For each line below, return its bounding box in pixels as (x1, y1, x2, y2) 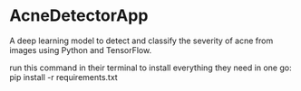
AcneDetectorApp (9, 5, 149, 26)
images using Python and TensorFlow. (9, 44, 152, 55)
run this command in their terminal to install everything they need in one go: (9, 62, 292, 73)
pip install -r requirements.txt (9, 71, 118, 82)
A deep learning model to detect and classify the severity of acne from (9, 35, 274, 46)
